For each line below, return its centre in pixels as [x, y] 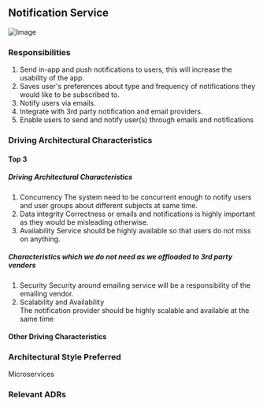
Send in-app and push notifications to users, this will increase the [126, 69]
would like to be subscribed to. [69, 95]
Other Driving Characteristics [57, 337]
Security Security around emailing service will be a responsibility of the [135, 285]
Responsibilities [39, 52]
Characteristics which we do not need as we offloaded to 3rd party [120, 257]
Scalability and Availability [62, 302]
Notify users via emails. [57, 103]
